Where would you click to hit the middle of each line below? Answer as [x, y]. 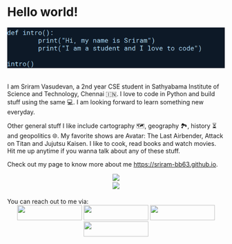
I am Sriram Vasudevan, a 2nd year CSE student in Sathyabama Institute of [113, 86]
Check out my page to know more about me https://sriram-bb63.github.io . [113, 165]
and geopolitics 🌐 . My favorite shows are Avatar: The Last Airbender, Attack [115, 136]
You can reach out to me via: [48, 202]
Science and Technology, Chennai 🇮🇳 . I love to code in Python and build [111, 94]
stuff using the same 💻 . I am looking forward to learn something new [105, 102]
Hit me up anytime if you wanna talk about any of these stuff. [94, 151]
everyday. [21, 112]
